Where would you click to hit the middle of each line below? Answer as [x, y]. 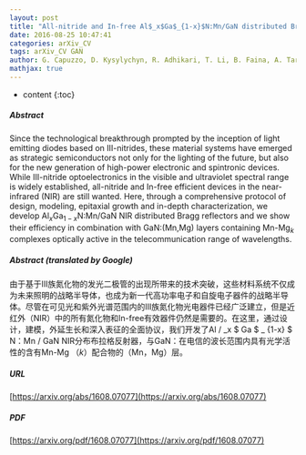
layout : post [34, 18]
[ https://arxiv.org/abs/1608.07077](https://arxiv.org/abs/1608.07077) [138, 397]
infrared [24, 196]
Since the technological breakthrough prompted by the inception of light [145, 138]
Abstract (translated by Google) [71, 260]
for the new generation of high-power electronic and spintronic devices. [145, 167]
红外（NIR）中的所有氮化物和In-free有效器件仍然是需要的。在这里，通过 [145, 318]
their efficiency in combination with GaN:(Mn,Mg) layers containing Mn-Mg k [152, 228]
